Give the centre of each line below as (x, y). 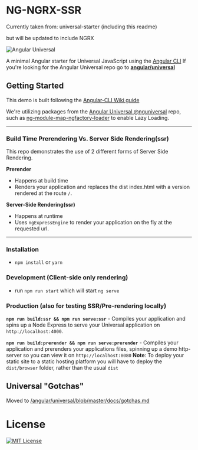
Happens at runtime (39, 216)
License (26, 424)
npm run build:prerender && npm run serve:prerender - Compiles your (92, 343)
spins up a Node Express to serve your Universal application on (83, 325)
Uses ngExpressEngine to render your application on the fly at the (93, 223)
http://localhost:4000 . (35, 331)
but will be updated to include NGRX (50, 38)
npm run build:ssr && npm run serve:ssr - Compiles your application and (96, 318)
